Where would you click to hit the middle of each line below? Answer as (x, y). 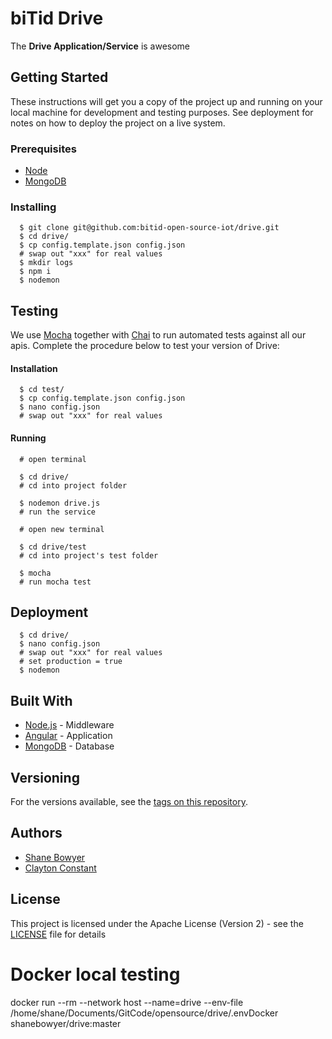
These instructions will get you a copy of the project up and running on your (166, 101)
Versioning (45, 777)
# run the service (58, 512)
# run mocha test (55, 582)
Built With (41, 700)
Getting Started (59, 77)
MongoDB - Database (69, 746)
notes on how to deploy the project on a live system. (118, 123)
